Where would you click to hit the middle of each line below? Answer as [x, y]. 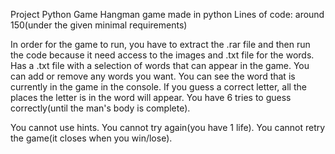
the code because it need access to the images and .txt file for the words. [162, 55]
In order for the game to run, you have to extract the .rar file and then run [160, 44]
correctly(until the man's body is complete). [100, 108]
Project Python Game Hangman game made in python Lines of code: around [167, 14]
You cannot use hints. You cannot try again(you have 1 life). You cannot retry [168, 127]
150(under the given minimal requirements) [99, 25]
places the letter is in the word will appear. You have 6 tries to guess [151, 97]
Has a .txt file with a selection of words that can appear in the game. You [160, 65]
